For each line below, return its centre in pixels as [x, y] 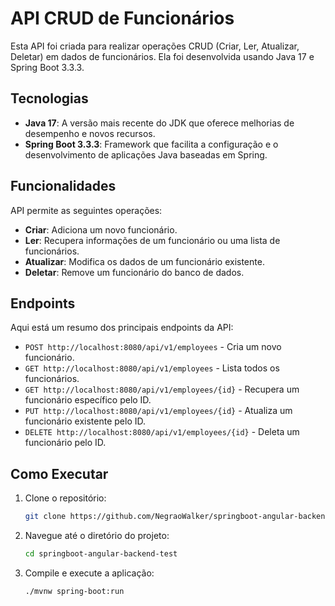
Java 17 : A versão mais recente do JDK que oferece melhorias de [159, 123]
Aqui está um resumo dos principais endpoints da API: [122, 328]
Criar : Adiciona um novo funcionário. [101, 229]
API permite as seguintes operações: [86, 210]
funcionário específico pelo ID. [88, 400]
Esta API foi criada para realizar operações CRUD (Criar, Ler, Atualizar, [155, 46]
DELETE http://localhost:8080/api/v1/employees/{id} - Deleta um [162, 432]
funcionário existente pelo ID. [85, 421]
